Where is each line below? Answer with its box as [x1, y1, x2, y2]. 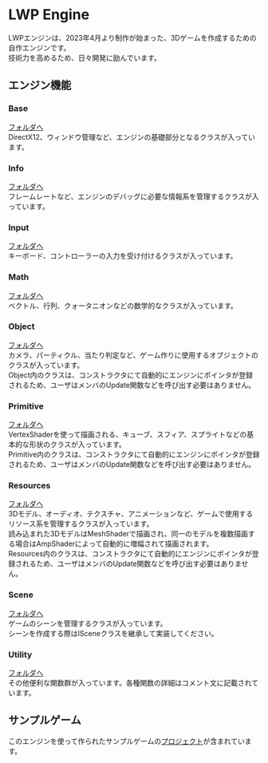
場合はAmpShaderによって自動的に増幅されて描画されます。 [14, 539, 214, 548]
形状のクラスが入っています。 [29, 440, 126, 449]
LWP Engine [8, 6, 90, 24]
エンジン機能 [8, 78, 72, 93]
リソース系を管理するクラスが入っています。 [8, 519, 154, 528]
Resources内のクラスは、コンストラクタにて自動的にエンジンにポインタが [8, 549, 253, 559]
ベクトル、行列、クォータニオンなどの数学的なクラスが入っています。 [8, 301, 238, 310]
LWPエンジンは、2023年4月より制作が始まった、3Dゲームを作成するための [8, 33, 257, 42]
